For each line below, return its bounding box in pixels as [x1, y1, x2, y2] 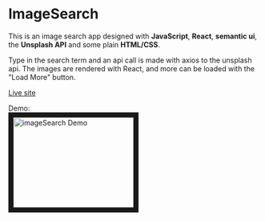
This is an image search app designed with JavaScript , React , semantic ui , [8, 31, 258, 41]
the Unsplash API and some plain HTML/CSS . [8, 39, 160, 49]
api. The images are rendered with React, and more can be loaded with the [8, 63, 255, 73]
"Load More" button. [8, 72, 76, 82]
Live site [8, 87, 36, 97]
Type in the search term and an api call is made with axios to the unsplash [8, 55, 252, 65]
